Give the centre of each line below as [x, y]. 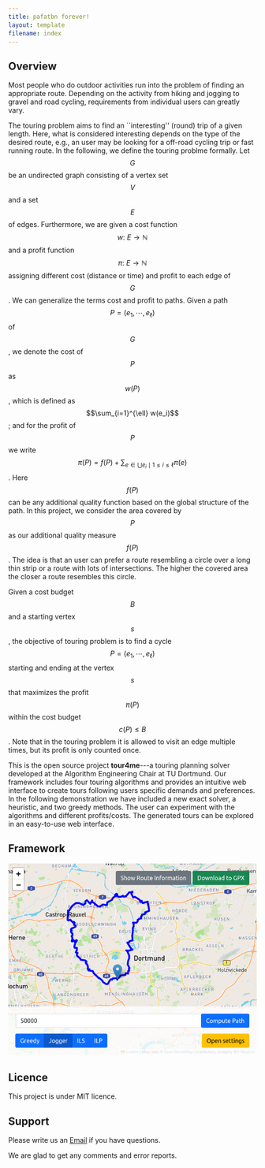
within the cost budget [45, 716]
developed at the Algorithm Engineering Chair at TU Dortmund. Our [118, 773]
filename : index [35, 33]
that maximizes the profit [49, 692]
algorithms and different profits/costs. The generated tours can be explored [131, 815]
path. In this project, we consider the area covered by [95, 511]
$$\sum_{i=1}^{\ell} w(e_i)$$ [132, 413]
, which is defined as [42, 400]
